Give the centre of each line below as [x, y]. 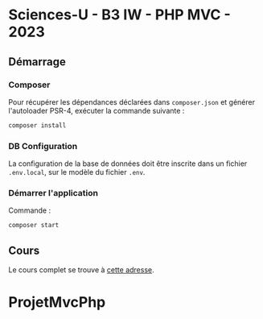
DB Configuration [43, 146]
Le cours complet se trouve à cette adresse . [81, 270]
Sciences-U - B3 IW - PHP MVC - [119, 15]
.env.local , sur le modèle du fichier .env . [77, 172]
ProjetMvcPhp [57, 302]
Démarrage [37, 62]
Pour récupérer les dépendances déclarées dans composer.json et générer [132, 101]
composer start [34, 226]
